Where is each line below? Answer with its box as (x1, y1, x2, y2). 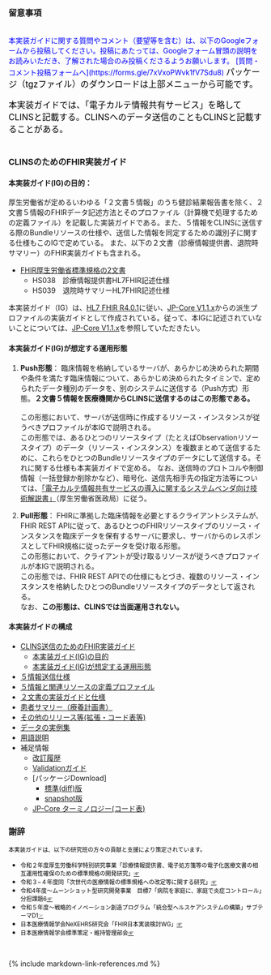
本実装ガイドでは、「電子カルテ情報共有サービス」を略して (8, 100, 242, 111)
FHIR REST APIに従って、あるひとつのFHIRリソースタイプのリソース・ (19, 521, 254, 530)
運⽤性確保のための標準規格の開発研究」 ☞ (25, 870, 140, 878)
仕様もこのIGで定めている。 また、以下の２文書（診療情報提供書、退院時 (15, 238, 259, 248)
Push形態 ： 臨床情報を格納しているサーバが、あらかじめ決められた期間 (19, 363, 260, 372)
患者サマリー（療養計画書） (19, 702, 113, 711)
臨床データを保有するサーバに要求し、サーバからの (62, 530, 233, 540)
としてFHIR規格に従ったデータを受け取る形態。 (27, 541, 185, 551)
